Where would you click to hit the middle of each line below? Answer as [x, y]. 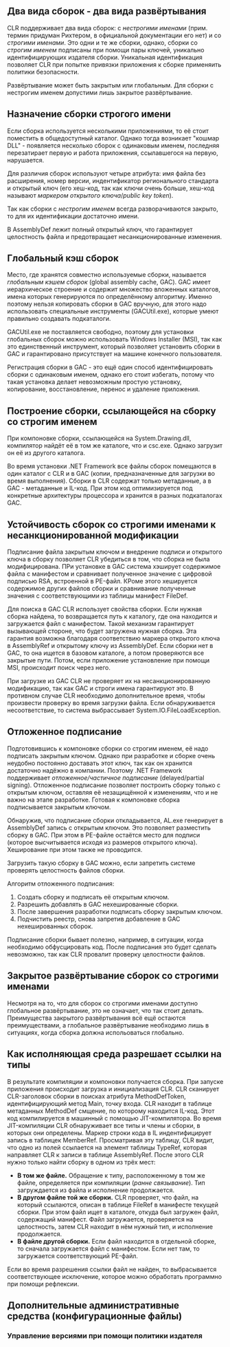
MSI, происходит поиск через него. [59, 668]
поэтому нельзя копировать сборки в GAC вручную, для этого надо [107, 304]
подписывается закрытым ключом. [59, 807]
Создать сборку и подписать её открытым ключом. [93, 897]
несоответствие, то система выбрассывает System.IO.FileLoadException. [114, 710]
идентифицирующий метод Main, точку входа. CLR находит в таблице [110, 1103]
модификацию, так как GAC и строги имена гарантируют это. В [100, 689]
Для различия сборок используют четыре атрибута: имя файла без [106, 173]
